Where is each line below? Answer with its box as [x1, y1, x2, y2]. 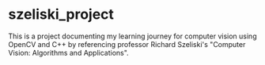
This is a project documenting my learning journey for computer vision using [8, 31, 257, 41]
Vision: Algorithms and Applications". [8, 48, 129, 57]
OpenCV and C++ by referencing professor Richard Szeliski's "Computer [8, 39, 246, 49]
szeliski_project [8, 5, 115, 23]
